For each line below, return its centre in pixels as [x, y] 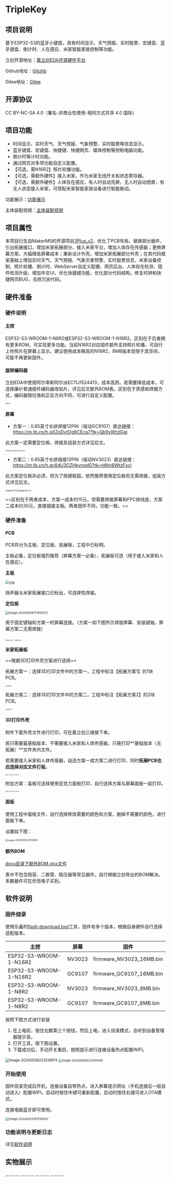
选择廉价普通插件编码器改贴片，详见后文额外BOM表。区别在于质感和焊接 [82, 389]
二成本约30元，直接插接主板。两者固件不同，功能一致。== [67, 506]
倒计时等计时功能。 [33, 156]
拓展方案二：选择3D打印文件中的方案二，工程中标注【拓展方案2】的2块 [80, 695]
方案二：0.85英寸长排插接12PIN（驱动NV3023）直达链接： [74, 460]
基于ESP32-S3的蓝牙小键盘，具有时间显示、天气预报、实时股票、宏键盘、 [83, 43]
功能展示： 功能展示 [25, 199]
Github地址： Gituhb [26, 71]
